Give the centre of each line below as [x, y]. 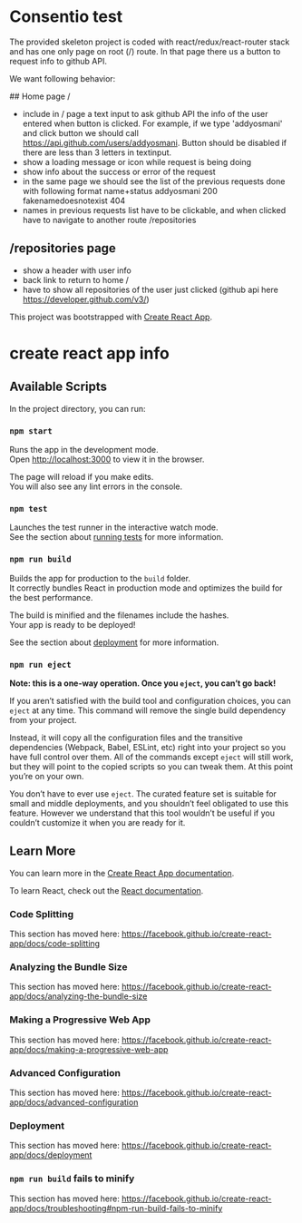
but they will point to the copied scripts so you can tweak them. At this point [151, 766]
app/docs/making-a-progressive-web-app [89, 1049]
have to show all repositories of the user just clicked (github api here [150, 289]
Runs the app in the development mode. [84, 450]
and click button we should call [80, 132]
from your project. [43, 719]
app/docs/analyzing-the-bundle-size [78, 996]
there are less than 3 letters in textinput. [97, 152]
